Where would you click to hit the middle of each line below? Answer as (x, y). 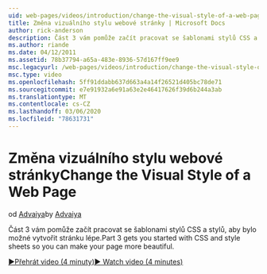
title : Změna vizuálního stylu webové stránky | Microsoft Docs (117, 23)
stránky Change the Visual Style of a (130, 175)
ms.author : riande (39, 45)
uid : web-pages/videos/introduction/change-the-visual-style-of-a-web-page (136, 15)
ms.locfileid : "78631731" (51, 119)
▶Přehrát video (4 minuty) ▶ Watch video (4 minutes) (96, 261)
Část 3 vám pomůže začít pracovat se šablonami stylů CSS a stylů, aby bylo (132, 229)
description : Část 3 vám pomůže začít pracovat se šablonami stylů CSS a (133, 38)
